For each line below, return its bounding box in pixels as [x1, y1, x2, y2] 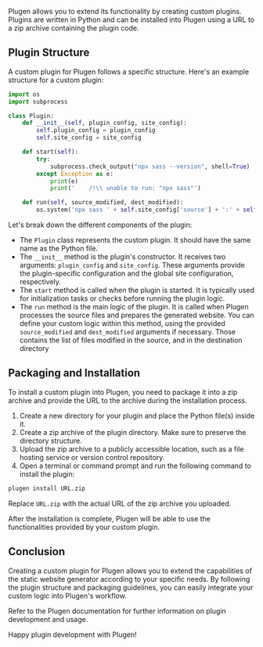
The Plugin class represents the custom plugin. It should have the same [19, 236, 251, 245]
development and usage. [8, 614, 88, 623]
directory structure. [19, 436, 82, 445]
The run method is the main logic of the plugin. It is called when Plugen [19, 302, 249, 312]
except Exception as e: [36, 170, 113, 177]
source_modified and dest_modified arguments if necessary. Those [19, 327, 236, 337]
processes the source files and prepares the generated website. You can [19, 310, 254, 320]
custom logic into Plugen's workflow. [8, 590, 127, 600]
